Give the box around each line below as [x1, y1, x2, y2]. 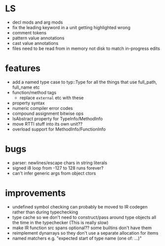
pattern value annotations [12, 35, 65, 41]
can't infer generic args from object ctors [12, 170, 96, 176]
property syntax [12, 100, 45, 106]
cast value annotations [12, 40, 59, 46]
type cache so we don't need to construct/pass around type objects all [12, 214, 157, 220]
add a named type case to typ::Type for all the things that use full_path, [12, 79, 157, 85]
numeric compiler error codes [12, 105, 73, 111]
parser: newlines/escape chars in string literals [12, 160, 107, 166]
